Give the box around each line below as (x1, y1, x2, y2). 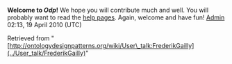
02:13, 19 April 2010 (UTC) (7, 21, 82, 29)
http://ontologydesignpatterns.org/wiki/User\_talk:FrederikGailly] (9, 42, 194, 49)
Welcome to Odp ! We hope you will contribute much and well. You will (7, 6, 209, 14)
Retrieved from (7, 34, 50, 42)
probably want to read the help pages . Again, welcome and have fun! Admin (7, 13, 225, 22)
